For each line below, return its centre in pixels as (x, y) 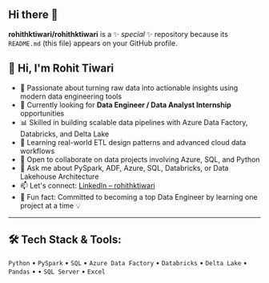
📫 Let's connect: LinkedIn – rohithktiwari (87, 185)
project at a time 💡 (50, 205)
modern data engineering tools (71, 96)
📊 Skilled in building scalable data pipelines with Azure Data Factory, (134, 122)
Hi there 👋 (33, 15)
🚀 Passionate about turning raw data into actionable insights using (129, 87)
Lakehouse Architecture (59, 176)
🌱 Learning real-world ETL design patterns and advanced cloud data (133, 142)
